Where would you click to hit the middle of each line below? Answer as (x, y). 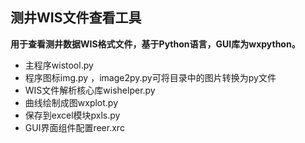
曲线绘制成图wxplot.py (71, 102)
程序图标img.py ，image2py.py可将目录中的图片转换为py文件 (150, 77)
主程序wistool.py (59, 65)
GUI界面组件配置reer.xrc (74, 127)
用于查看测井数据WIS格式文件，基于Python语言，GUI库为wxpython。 (155, 44)
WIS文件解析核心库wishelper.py (90, 90)
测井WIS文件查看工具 (76, 18)
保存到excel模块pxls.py (72, 115)
